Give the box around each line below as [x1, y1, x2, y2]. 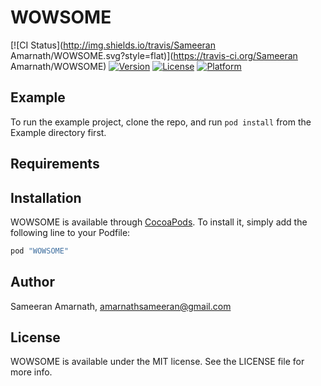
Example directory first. [10, 126, 107, 138]
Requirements [10, 156, 100, 173]
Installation [10, 189, 82, 206]
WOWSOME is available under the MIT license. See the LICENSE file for [10, 356, 305, 368]
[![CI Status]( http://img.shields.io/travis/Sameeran [10, 39, 217, 51]
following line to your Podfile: [10, 226, 131, 238]
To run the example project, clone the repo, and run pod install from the [10, 116, 312, 128]
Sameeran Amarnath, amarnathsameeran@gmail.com [10, 300, 232, 312]
